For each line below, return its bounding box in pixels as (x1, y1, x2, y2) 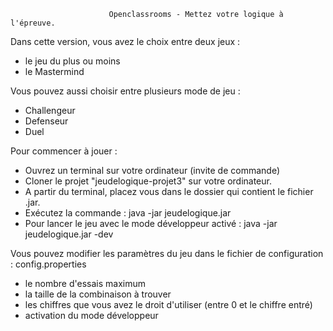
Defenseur (24, 115, 69, 127)
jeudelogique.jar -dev (24, 228, 114, 240)
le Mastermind (24, 66, 85, 77)
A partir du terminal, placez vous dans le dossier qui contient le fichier (24, 186, 314, 197)
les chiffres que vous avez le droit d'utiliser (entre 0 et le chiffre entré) (24, 299, 313, 310)
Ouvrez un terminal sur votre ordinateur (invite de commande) (24, 165, 280, 176)
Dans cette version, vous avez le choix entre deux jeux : (10, 36, 241, 47)
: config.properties (10, 258, 87, 270)
